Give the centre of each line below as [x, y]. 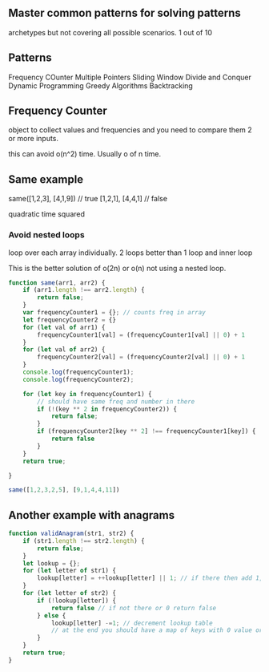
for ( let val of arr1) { [64, 327]
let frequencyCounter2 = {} [69, 320]
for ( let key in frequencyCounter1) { [87, 394]
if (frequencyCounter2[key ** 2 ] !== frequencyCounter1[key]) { [147, 431]
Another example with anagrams [91, 515]
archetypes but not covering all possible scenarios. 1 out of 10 [110, 32]
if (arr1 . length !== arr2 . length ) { [84, 290]
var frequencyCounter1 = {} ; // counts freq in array [114, 313]
